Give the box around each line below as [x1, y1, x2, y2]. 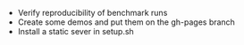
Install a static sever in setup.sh [17, 26, 134, 36]
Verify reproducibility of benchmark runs [17, 8, 168, 18]
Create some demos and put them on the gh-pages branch [17, 17, 235, 27]
